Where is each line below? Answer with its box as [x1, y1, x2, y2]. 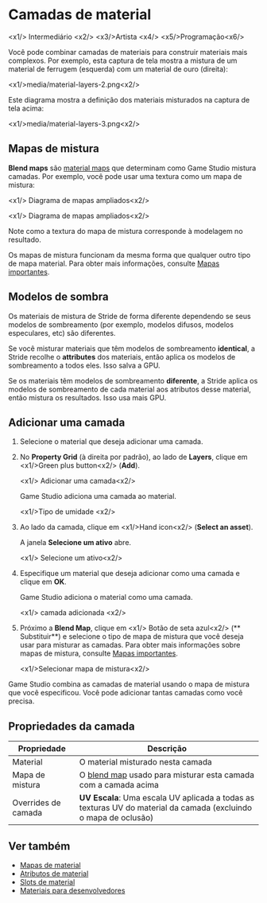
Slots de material [19, 878, 75, 886]
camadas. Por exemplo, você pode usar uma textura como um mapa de [8, 171, 242, 181]
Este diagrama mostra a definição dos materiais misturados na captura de [8, 95, 250, 104]
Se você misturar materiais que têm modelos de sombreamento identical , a [8, 344, 256, 353]
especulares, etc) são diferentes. [8, 328, 116, 337]
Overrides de [12, 797, 61, 808]
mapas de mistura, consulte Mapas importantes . [19, 648, 179, 658]
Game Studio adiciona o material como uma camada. [19, 593, 193, 602]
